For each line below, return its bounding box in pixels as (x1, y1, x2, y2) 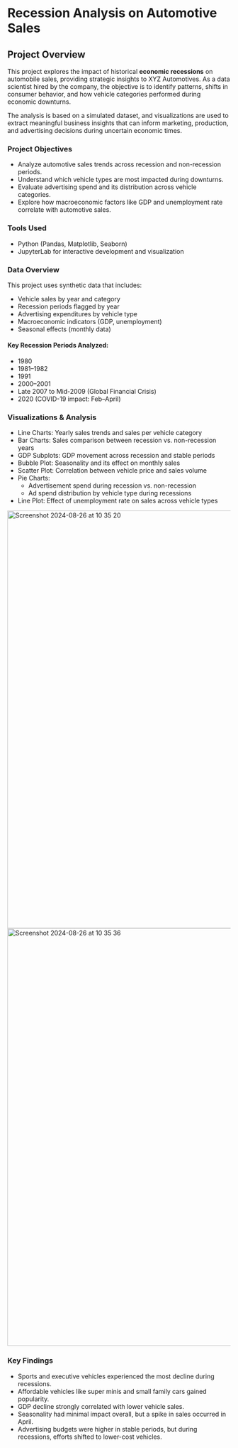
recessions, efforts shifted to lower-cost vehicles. (17, 1432, 162, 1441)
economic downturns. (7, 97, 72, 106)
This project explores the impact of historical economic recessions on (7, 68, 213, 75)
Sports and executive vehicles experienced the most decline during (17, 1372, 215, 1380)
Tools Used (7, 223, 47, 233)
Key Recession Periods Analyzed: (7, 341, 109, 350)
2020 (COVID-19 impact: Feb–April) (17, 395, 122, 403)
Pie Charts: (17, 474, 50, 483)
